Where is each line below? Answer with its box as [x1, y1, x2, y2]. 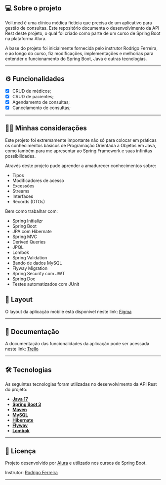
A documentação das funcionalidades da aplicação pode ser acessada [5, 341, 150, 347]
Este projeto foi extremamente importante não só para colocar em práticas [5, 137, 157, 143]
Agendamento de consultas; [12, 99, 70, 105]
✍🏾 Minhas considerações [5, 124, 87, 132]
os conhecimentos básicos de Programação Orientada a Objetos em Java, [5, 142, 157, 148]
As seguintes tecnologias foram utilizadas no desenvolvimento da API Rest [5, 381, 157, 387]
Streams [12, 188, 30, 194]
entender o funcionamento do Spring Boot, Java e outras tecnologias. [5, 56, 147, 61]
